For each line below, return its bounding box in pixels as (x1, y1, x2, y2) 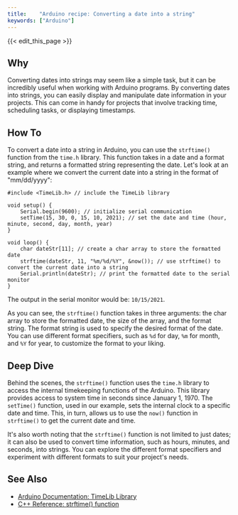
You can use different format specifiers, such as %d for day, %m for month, (7, 332, 220, 340)
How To (7, 126, 42, 139)
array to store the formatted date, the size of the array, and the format (7, 317, 212, 325)
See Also (7, 473, 48, 485)
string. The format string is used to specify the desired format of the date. (7, 324, 224, 332)
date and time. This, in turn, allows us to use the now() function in (7, 408, 198, 417)
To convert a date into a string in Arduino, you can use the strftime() (7, 146, 211, 154)
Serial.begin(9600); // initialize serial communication (20, 208, 193, 215)
